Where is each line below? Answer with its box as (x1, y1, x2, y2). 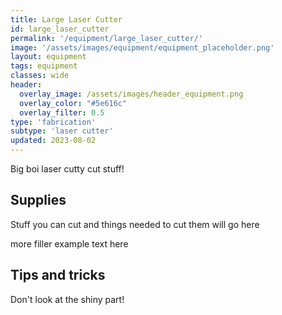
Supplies (10, 192, 67, 209)
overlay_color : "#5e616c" (19, 98, 128, 108)
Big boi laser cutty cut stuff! (10, 163, 125, 175)
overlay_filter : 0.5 (19, 107, 105, 118)
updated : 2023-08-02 (10, 136, 97, 146)
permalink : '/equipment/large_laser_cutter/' (10, 33, 203, 43)
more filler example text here (10, 237, 129, 250)
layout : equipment (10, 52, 87, 62)
